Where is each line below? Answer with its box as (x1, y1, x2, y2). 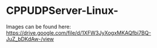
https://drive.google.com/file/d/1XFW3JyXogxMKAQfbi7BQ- (6, 29, 151, 36)
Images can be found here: (6, 23, 71, 30)
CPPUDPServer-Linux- (6, 4, 119, 17)
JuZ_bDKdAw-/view (6, 35, 54, 42)
